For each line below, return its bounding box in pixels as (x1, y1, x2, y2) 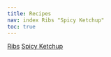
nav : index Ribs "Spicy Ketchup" (7, 17, 105, 24)
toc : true (7, 23, 36, 30)
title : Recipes (7, 10, 52, 17)
